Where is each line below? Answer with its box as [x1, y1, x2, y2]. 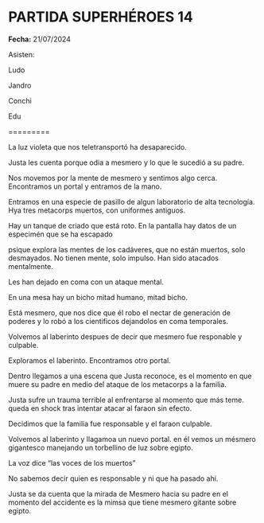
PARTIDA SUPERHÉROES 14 [8, 8, 193, 26]
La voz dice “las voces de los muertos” [8, 458, 136, 467]
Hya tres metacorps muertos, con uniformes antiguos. [8, 205, 186, 215]
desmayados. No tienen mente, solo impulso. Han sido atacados [8, 253, 219, 263]
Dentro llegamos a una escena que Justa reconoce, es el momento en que [8, 371, 252, 381]
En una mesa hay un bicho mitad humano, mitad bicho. [8, 292, 188, 302]
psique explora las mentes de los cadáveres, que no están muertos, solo [8, 244, 246, 254]
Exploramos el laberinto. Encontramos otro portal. [8, 355, 171, 365]
